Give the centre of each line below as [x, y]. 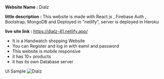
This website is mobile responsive [46, 51]
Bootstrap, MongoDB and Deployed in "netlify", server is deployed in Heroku [82, 22]
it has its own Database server [43, 62]
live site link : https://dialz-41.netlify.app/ [47, 31]
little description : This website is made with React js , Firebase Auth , [76, 16]
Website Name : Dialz [27, 7]
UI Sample [15, 71]
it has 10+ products [32, 56]
